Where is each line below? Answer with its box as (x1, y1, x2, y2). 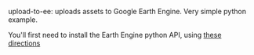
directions (8, 38, 41, 48)
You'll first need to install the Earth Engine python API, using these (8, 31, 222, 39)
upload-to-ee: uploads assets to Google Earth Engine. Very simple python (8, 7, 247, 16)
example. (8, 15, 38, 24)
